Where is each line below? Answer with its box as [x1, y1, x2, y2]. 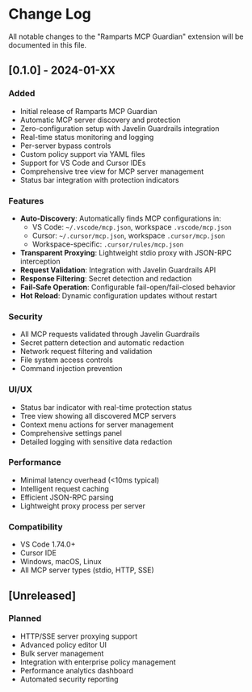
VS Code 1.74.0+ [19, 539, 76, 550]
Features [8, 195, 44, 206]
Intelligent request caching [19, 483, 109, 493]
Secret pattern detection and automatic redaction [19, 338, 184, 348]
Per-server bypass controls [19, 141, 111, 150]
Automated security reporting [19, 674, 119, 684]
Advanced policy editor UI [19, 639, 107, 649]
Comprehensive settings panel [19, 428, 123, 437]
